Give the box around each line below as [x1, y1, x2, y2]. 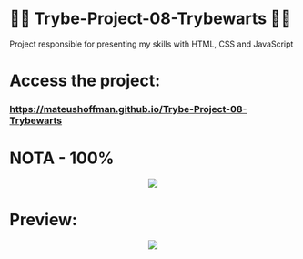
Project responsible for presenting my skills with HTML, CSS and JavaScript [9, 38, 294, 49]
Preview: [9, 210, 77, 231]
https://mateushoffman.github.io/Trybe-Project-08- [9, 103, 247, 116]
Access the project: [9, 70, 161, 91]
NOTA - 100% [9, 148, 115, 169]
